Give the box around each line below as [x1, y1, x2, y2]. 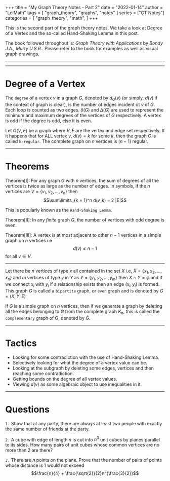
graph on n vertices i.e [5, 238, 52, 244]
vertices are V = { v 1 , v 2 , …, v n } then [5, 188, 78, 196]
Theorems [5, 161, 50, 172]
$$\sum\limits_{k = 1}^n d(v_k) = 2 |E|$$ [43, 197, 127, 203]
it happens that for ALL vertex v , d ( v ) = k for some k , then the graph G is [5, 133, 156, 139]
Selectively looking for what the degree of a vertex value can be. [12, 359, 148, 365]
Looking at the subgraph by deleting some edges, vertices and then [12, 365, 154, 371]
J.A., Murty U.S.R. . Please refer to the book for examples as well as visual [5, 46, 158, 51]
